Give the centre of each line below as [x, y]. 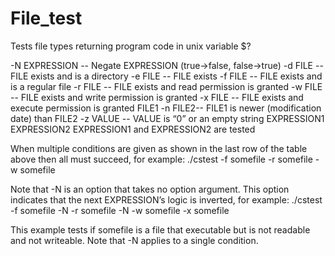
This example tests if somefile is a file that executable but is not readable [160, 229]
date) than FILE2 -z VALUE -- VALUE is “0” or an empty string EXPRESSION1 [167, 118]
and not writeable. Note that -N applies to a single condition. [134, 240]
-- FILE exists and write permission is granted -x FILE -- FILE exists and [157, 97]
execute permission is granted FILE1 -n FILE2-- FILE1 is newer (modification [166, 108]
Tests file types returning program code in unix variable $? [131, 46]
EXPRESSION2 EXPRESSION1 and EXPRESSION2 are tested [133, 129]
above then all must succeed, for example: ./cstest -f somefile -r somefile [161, 159]
